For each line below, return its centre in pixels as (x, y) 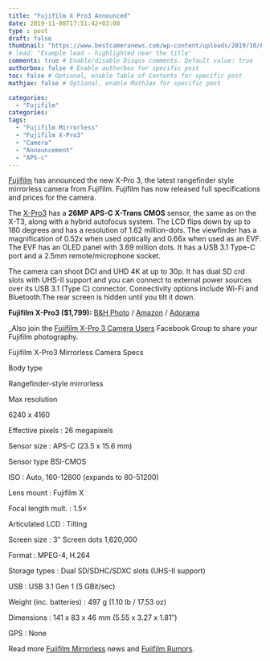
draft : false (30, 38)
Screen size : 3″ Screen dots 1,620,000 (73, 539)
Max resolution (33, 399)
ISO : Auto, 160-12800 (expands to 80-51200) (84, 477)
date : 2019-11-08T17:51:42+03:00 (64, 23)
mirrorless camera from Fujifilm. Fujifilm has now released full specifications (135, 189)
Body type (25, 368)
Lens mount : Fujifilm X (46, 493)
